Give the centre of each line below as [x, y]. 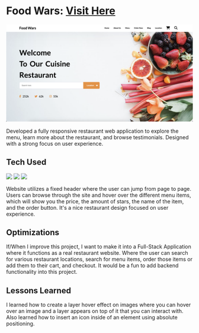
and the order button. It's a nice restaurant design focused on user [87, 207]
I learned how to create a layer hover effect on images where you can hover [99, 305]
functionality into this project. [42, 272]
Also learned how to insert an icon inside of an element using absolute [92, 318]
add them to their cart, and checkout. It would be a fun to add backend [92, 265]
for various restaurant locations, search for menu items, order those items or [99, 260]
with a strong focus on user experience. [55, 143]
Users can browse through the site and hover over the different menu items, [99, 195]
